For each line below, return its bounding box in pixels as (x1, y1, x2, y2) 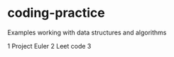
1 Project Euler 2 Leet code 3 (7, 42, 92, 50)
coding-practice (7, 5, 105, 21)
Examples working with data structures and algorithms (7, 28, 167, 37)
